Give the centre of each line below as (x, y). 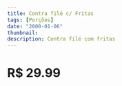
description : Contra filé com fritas (61, 39)
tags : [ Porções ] (30, 20)
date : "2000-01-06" (35, 26)
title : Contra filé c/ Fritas (51, 13)
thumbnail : (23, 33)
